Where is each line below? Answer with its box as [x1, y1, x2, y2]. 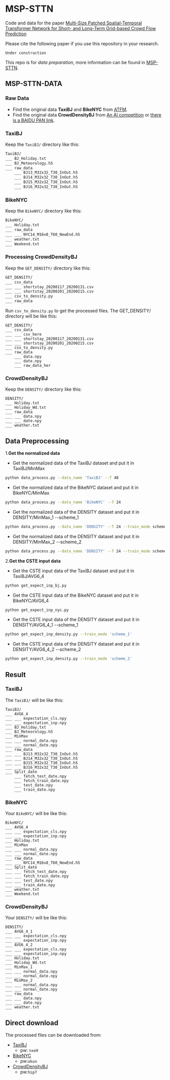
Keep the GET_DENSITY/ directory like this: [5, 265, 91, 271]
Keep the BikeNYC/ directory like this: [5, 208, 82, 214]
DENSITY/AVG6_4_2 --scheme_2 [12, 647, 81, 653]
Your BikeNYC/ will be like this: [5, 810, 67, 816]
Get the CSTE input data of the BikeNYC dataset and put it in [12, 592, 139, 598]
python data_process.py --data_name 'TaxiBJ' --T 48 [5, 475, 119, 481]
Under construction [5, 50, 47, 55]
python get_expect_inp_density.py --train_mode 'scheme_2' [5, 656, 133, 661]
